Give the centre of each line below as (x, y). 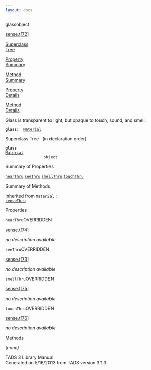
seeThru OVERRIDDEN (27, 249)
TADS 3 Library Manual (29, 357)
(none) (12, 347)
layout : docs (19, 10)
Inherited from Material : (31, 196)
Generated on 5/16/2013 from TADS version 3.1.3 (56, 362)
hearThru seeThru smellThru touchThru (45, 176)
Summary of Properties (30, 166)
